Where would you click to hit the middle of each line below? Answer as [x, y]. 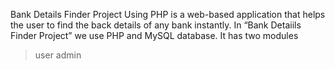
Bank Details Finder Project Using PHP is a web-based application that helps [168, 14]
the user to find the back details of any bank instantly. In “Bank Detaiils [156, 25]
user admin [58, 55]
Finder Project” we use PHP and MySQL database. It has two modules [154, 35]
